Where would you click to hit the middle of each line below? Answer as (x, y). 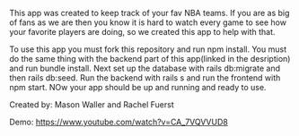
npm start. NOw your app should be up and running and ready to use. (138, 87)
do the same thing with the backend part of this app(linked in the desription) (150, 59)
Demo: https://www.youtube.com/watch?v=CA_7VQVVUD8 (119, 122)
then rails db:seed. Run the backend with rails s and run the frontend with (145, 78)
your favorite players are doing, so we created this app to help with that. (142, 32)
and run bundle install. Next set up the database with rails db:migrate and (145, 68)
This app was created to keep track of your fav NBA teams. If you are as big (149, 13)
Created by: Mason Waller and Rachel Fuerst (92, 105)
